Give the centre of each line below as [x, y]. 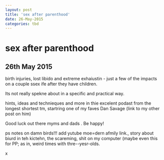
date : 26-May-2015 [24, 19]
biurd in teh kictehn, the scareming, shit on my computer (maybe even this [82, 139]
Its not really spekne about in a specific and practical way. [65, 94]
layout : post [19, 10]
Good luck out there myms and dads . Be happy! [55, 124]
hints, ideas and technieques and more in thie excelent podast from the [78, 103]
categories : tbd [22, 24]
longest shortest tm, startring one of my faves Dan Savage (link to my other [82, 109]
